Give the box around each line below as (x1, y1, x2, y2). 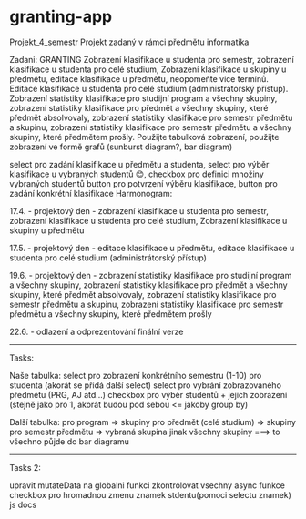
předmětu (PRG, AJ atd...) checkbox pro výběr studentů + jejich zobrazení (9, 389, 288, 400)
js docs (9, 499, 37, 510)
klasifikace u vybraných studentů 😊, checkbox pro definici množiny (9, 168, 264, 179)
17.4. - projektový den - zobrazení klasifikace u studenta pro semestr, (9, 205, 269, 216)
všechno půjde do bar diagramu (9, 435, 129, 447)
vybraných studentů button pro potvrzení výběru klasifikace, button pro (9, 178, 278, 188)
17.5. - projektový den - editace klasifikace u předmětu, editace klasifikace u (9, 242, 295, 253)
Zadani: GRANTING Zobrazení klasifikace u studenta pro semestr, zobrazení (9, 54, 294, 65)
